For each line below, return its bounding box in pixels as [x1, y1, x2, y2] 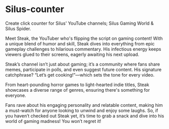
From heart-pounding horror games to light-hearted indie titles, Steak [5, 82, 150, 88]
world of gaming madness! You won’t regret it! [5, 118, 101, 124]
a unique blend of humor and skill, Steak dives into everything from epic [5, 40, 155, 46]
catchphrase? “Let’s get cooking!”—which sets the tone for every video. [5, 72, 155, 78]
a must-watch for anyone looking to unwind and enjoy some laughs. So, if [5, 107, 158, 113]
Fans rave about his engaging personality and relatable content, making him [5, 102, 163, 108]
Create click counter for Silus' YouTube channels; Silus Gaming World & [5, 20, 154, 26]
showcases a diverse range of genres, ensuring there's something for [5, 87, 150, 93]
